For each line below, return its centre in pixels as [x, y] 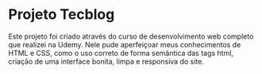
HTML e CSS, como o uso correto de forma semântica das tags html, [121, 53]
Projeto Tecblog [62, 15]
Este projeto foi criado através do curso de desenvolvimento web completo [131, 36]
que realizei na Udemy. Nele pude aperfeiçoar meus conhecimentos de [125, 44]
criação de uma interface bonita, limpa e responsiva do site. [106, 61]
